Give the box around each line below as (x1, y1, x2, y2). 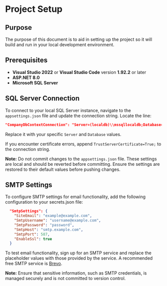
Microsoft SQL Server (12, 79, 58, 85)
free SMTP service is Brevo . (5, 261, 63, 267)
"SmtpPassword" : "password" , (14, 222, 75, 227)
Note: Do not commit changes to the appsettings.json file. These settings (5, 155, 157, 162)
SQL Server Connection (5, 94, 80, 103)
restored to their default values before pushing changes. (5, 166, 121, 172)
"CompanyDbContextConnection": (5, 122, 70, 127)
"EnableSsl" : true (14, 236, 52, 241)
